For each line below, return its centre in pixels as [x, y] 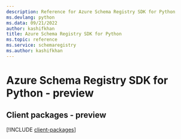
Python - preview [50, 93]
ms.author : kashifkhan [34, 51]
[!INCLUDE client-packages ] [41, 129]
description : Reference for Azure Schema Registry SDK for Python [91, 12]
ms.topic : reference [32, 40]
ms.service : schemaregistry [41, 46]
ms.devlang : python [31, 17]
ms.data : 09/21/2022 [32, 23]
